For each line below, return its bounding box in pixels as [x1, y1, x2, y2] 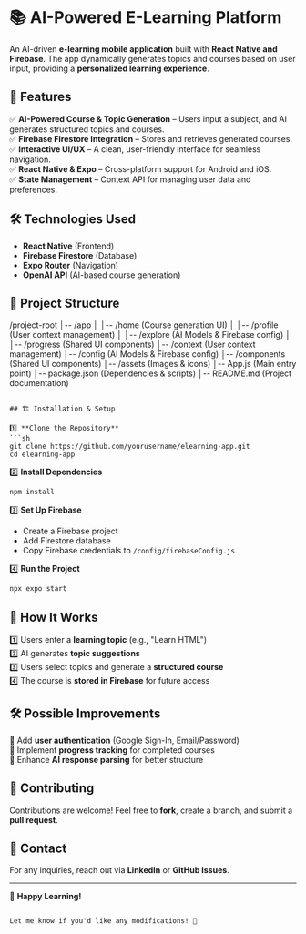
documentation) [9, 378, 70, 389]
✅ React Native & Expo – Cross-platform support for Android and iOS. [9, 163, 272, 174]
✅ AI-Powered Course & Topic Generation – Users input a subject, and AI [9, 113, 288, 124]
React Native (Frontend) [22, 240, 115, 251]
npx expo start [9, 584, 67, 594]
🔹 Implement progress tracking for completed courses [9, 744, 216, 756]
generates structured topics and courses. [9, 124, 166, 135]
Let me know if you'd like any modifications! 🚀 [9, 917, 198, 926]
